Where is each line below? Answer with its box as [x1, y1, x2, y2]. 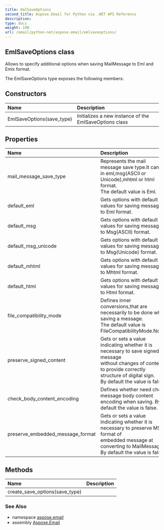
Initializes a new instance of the [77, 112, 149, 119]
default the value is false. [100, 404, 158, 411]
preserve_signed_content [7, 357, 66, 364]
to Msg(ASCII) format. [100, 229, 151, 235]
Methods [5, 466, 33, 474]
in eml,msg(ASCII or [100, 170, 146, 177]
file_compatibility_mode [7, 312, 62, 319]
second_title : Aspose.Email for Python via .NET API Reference [5, 12, 137, 17]
